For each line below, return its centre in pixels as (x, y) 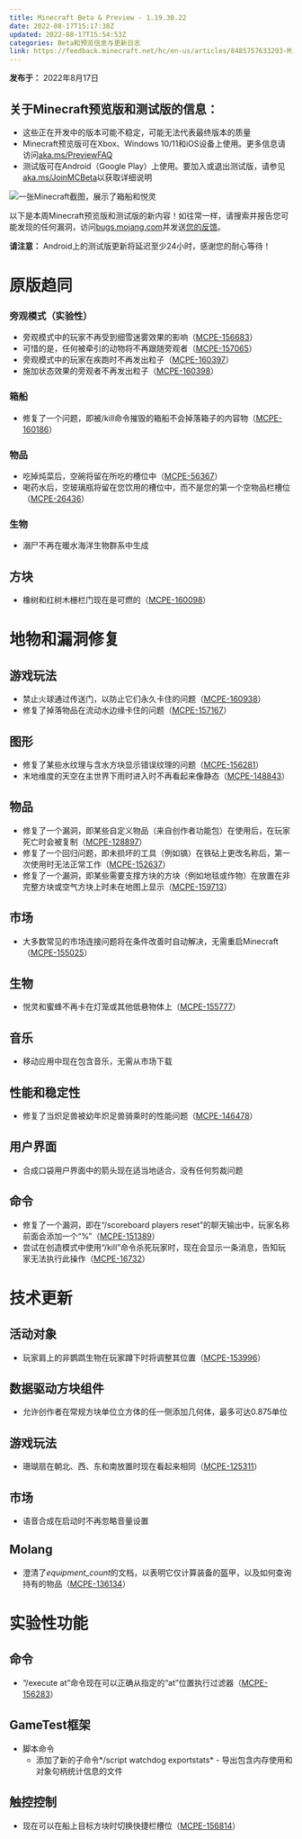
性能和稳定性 (45, 1092)
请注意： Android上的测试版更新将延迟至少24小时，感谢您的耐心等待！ (140, 246)
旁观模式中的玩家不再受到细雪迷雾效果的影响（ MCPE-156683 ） (140, 338)
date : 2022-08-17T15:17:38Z (62, 26)
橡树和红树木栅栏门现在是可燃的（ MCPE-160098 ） (116, 600)
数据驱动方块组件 (57, 1388)
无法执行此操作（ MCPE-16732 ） (90, 1258)
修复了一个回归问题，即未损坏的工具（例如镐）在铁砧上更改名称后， (148, 852)
